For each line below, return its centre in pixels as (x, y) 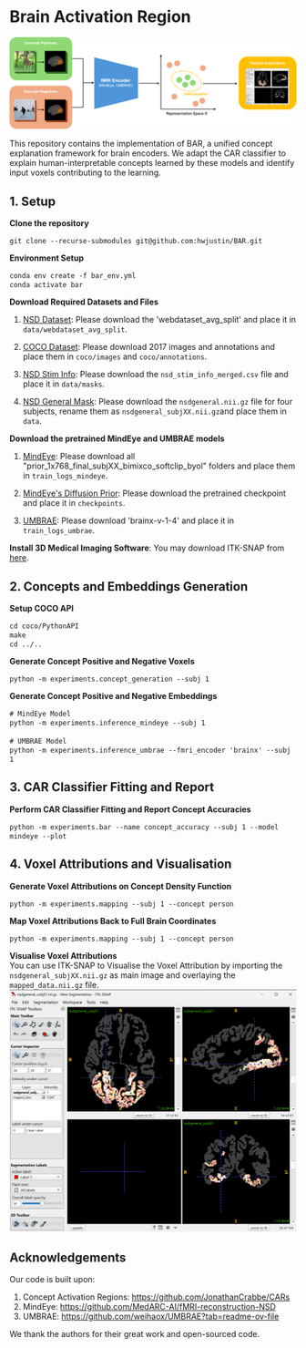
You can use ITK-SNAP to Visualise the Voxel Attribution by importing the (146, 965)
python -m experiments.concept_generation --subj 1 (109, 679)
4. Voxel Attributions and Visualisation (121, 864)
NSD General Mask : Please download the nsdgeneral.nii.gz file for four (158, 402)
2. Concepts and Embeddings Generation (129, 587)
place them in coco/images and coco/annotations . (115, 356)
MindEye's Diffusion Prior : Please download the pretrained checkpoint (154, 493)
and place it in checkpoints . (74, 503)
